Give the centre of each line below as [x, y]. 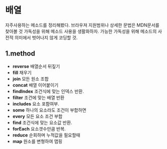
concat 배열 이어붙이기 [35, 85]
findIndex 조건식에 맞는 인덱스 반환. [48, 91]
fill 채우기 [22, 72]
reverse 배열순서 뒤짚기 [36, 66]
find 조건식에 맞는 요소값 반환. [42, 122]
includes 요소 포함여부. [36, 103]
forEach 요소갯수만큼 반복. [39, 128]
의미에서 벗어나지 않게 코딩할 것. [46, 37]
